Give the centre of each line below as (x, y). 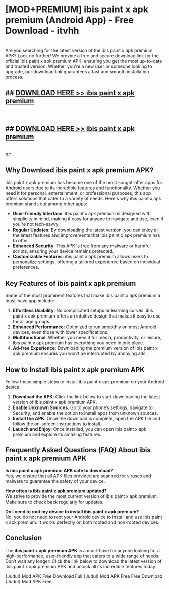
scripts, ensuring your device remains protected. (63, 251)
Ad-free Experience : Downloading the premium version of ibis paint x (85, 348)
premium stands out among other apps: (46, 204)
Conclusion (24, 538)
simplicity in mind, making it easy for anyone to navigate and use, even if (88, 219)
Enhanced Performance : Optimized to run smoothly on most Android (84, 327)
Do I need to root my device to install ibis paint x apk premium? (72, 511)
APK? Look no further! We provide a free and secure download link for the (82, 55)
